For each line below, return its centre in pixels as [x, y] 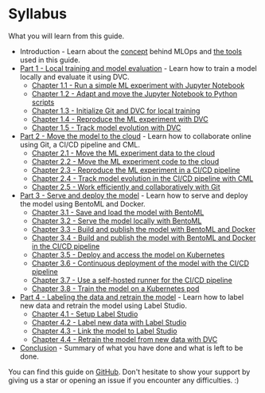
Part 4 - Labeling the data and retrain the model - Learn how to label [132, 297]
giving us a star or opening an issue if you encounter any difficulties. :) [124, 380]
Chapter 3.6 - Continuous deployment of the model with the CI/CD [140, 263]
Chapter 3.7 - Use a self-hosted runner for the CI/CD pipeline [132, 280]
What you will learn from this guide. [66, 36]
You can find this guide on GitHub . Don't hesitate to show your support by [129, 371]
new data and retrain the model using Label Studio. [103, 305]
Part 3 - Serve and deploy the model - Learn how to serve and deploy [134, 195]
